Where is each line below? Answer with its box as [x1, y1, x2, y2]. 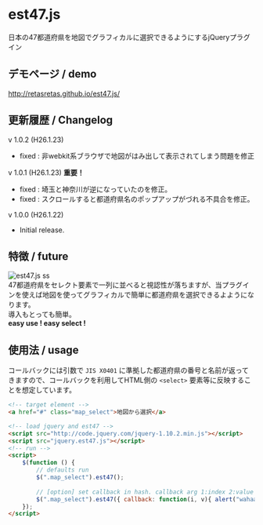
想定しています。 [21, 385, 77, 395]
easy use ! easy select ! [8, 319, 86, 328]
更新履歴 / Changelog [8, 114, 113, 127]
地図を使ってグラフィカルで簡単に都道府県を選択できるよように [41, 290, 248, 300]
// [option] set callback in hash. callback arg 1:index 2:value [36, 488, 254, 496]
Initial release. [19, 225, 65, 235]
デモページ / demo [8, 67, 97, 81]
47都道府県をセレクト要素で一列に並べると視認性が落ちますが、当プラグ [8, 280, 243, 290]
